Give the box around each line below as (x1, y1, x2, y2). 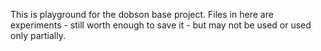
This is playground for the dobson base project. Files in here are (10, 9, 274, 20)
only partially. (10, 30, 66, 41)
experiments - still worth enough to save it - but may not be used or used (10, 19, 312, 31)
